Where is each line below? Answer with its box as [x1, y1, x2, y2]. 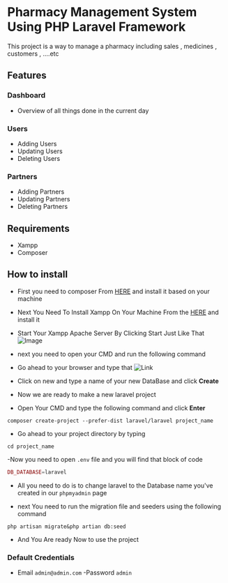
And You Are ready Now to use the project [17, 535, 139, 543]
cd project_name [7, 443, 54, 450]
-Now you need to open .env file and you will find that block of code [7, 455, 204, 463]
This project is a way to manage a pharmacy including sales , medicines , [7, 42, 218, 50]
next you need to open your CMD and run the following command [17, 350, 206, 358]
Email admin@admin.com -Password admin [17, 568, 132, 577]
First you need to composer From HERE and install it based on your [17, 287, 211, 295]
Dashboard [7, 91, 46, 100]
